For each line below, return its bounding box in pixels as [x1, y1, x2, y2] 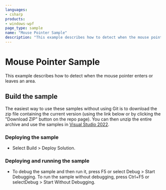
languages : [5, 7, 28, 12]
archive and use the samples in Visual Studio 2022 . [5, 121, 110, 127]
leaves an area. [5, 78, 36, 84]
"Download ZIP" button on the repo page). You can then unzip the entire [5, 116, 152, 122]
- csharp [5, 12, 23, 17]
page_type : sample [5, 26, 43, 31]
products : [5, 16, 26, 21]
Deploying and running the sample [5, 157, 90, 164]
